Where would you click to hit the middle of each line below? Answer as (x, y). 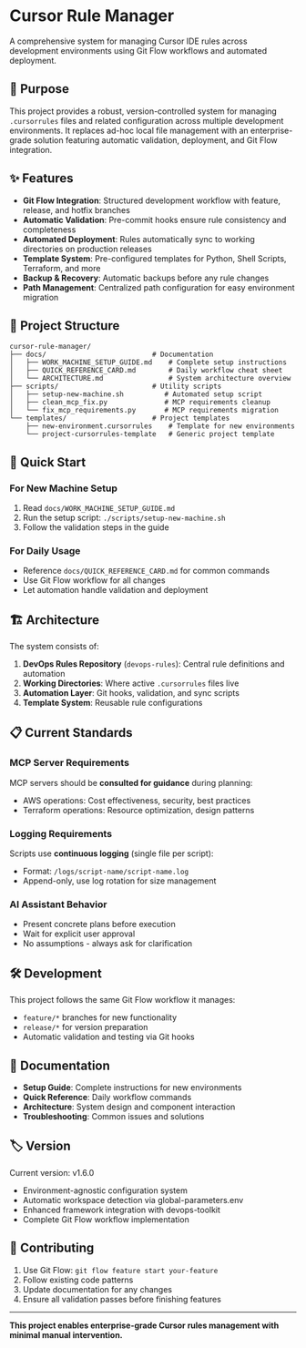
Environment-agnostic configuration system (105, 1190)
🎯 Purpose (40, 89)
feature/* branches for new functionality (100, 1017)
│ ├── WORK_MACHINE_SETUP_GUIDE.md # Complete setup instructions (148, 363)
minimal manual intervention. (66, 1334)
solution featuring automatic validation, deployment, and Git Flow (155, 140)
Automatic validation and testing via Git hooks (109, 1037)
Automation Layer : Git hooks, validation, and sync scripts (131, 693)
